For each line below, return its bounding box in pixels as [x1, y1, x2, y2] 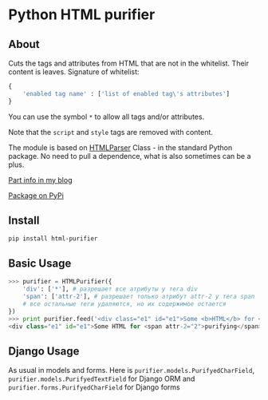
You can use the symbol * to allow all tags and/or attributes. [8, 112, 205, 121]
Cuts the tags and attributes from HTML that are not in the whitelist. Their [8, 58, 250, 68]
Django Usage [8, 344, 80, 358]
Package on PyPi [8, 190, 64, 200]
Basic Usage [8, 256, 72, 270]
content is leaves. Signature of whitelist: [8, 67, 140, 77]
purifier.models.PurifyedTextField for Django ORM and [8, 374, 195, 384]
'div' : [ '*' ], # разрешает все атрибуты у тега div [22, 285, 198, 293]
